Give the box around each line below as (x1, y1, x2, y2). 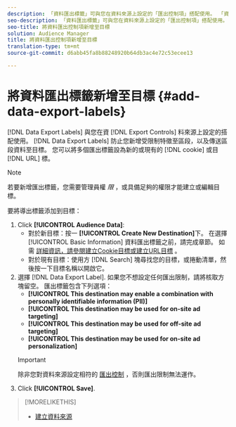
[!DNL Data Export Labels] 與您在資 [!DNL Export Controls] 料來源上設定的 (7, 127, 221, 136)
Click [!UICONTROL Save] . (17, 384, 96, 393)
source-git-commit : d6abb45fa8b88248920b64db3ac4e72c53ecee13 (7, 50, 193, 57)
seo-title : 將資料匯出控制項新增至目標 (7, 23, 110, 30)
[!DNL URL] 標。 (7, 154, 55, 162)
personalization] (27, 342, 77, 350)
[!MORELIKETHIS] (24, 397, 77, 406)
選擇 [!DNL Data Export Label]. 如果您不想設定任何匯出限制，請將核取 (17, 272, 218, 281)
